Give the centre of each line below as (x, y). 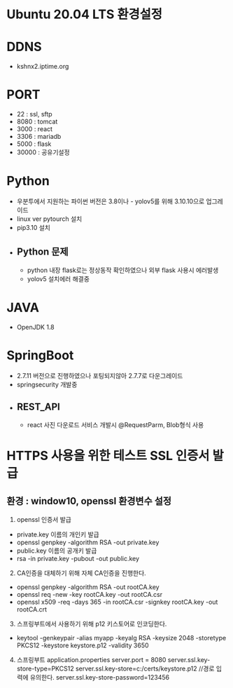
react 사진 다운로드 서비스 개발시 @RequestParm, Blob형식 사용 (115, 424)
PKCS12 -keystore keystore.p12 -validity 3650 (83, 645)
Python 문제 (42, 252)
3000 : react (35, 129)
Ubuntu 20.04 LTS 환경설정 (84, 14)
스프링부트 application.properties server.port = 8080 (91, 659)
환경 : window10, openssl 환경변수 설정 (89, 501)
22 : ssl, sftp (35, 114)
